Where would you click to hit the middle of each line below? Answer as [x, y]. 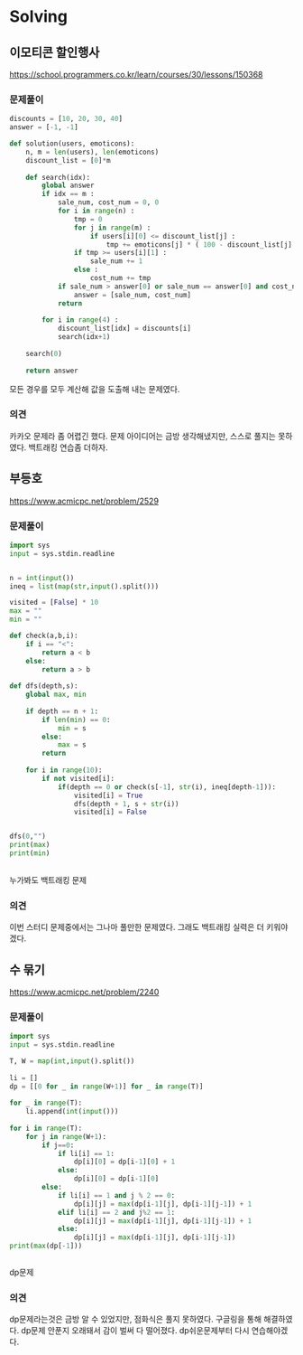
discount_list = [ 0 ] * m [68, 160]
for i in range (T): [46, 1128]
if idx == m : [68, 194]
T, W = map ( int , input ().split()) [72, 1061]
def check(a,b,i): [44, 636]
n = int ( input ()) [42, 578]
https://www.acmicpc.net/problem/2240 [84, 992]
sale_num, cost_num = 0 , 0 [108, 202]
